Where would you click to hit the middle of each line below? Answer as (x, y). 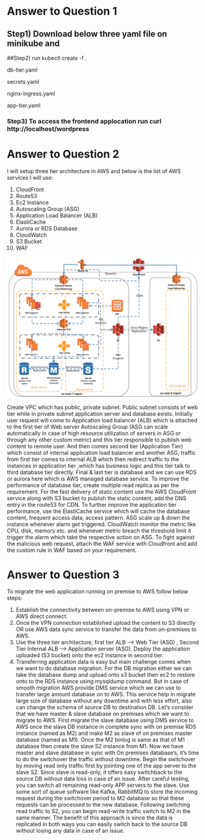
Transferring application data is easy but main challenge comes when (103, 662)
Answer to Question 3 (63, 574)
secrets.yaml (23, 82)
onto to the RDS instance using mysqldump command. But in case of (102, 681)
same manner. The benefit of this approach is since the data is (94, 818)
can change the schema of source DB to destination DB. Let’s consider (105, 707)
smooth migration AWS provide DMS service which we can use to (98, 688)
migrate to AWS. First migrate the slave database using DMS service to (105, 720)
